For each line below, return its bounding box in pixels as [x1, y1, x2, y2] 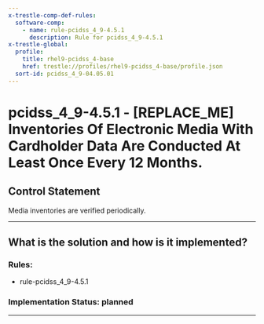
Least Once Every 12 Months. [8, 154, 203, 171]
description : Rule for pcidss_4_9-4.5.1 [28, 33, 163, 42]
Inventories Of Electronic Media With [8, 120, 254, 138]
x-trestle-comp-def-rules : [8, 11, 97, 20]
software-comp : [15, 19, 65, 27]
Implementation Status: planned [8, 297, 134, 308]
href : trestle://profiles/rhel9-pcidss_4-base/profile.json [22, 63, 223, 71]
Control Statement [8, 185, 101, 198]
